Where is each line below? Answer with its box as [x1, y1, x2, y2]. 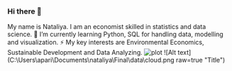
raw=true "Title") [176, 56, 226, 65]
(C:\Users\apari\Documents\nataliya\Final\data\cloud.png [7, 56, 175, 65]
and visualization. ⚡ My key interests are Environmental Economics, [7, 38, 204, 47]
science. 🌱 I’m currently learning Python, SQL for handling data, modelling [7, 30, 223, 38]
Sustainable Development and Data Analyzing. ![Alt [7, 48, 177, 57]
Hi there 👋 [7, 6, 43, 16]
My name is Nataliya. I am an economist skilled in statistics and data [7, 23, 206, 31]
